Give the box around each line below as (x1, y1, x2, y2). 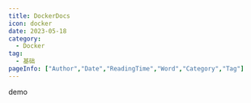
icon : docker (8, 19, 53, 28)
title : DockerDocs (8, 11, 70, 20)
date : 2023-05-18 (8, 27, 67, 35)
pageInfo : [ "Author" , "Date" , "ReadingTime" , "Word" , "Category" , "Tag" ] (8, 65, 245, 73)
